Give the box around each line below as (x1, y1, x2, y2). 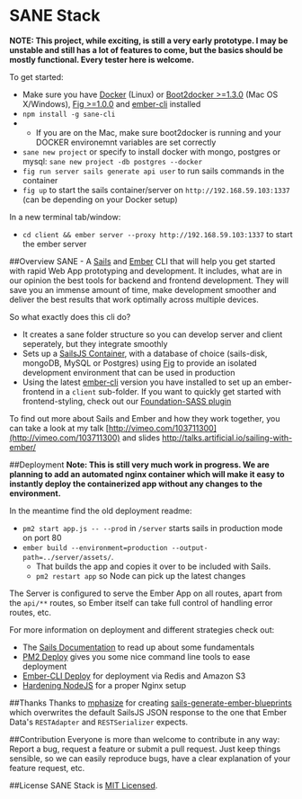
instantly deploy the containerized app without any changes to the (9, 478, 263, 489)
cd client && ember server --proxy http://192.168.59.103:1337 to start (22, 228, 294, 239)
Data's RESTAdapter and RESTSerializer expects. (9, 716, 189, 727)
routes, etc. (9, 607, 52, 617)
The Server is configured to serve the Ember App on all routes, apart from (9, 588, 283, 599)
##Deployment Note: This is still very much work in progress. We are (9, 459, 270, 470)
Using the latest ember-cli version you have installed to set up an (22, 377, 263, 387)
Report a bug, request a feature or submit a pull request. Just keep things (9, 743, 281, 754)
